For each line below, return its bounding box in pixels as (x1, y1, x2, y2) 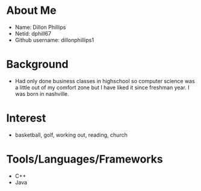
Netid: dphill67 (14, 30, 52, 37)
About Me (6, 4, 57, 17)
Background (6, 58, 69, 71)
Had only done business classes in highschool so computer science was (14, 77, 196, 84)
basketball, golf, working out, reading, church (14, 131, 128, 139)
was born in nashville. (14, 90, 69, 97)
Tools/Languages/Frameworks (6, 152, 164, 166)
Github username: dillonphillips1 (14, 36, 94, 43)
